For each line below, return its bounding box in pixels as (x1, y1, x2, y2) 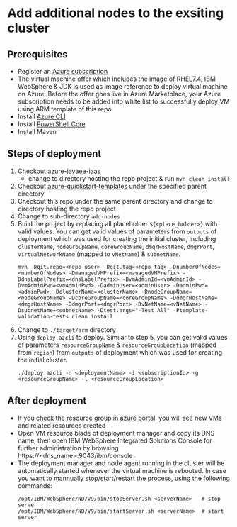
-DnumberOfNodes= (169, 263, 221, 270)
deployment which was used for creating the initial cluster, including (17, 234, 216, 243)
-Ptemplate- (173, 306, 209, 314)
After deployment (7, 395, 87, 407)
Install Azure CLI (17, 112, 66, 121)
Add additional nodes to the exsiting (7, 5, 224, 21)
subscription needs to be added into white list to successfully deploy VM (17, 97, 230, 106)
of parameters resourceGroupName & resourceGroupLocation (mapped (17, 340, 217, 349)
